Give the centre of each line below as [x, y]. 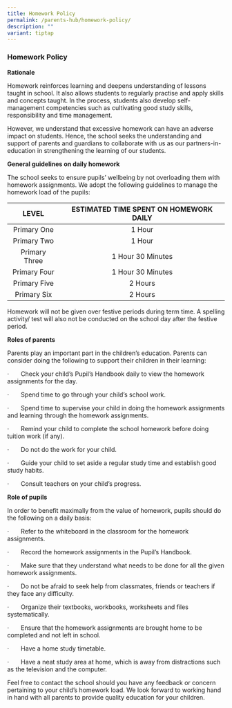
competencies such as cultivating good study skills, [119, 107]
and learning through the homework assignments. [78, 415]
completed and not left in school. [54, 635]
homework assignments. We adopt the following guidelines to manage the [113, 185]
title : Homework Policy [41, 13]
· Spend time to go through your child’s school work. [87, 394]
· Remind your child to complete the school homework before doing [108, 428]
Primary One [33, 229]
